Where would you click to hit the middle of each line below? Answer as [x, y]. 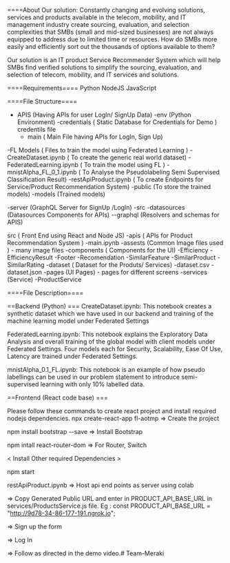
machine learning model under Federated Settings [78, 321]
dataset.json [25, 272]
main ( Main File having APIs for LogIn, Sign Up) [95, 137]
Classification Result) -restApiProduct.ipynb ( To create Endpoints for [105, 179]
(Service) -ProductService [44, 279]
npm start [21, 472]
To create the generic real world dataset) [129, 157]
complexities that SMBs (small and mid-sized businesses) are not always [111, 32]
